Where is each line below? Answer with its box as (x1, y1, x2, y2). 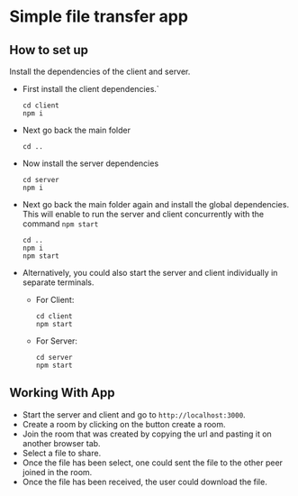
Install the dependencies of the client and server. (9, 66, 191, 77)
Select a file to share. (22, 447, 102, 458)
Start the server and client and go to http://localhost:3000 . (22, 409, 246, 420)
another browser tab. (22, 437, 101, 448)
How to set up (9, 42, 88, 58)
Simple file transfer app (9, 6, 189, 27)
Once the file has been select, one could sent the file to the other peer (22, 457, 284, 468)
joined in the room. (22, 466, 93, 477)
